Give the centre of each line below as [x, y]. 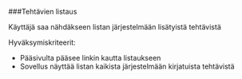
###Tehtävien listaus [43, 12]
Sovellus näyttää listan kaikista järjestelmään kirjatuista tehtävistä [127, 66]
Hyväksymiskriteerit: [42, 42]
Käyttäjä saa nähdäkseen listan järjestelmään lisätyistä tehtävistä [115, 27]
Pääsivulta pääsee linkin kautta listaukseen [90, 58]
